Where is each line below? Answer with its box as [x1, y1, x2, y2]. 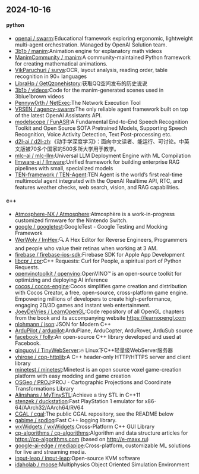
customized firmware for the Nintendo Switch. [14, 217, 128, 224]
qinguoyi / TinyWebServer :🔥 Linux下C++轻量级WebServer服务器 [14, 347, 173, 354]
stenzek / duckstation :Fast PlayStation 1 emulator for [14, 397, 144, 404]
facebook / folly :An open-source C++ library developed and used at [14, 333, 181, 340]
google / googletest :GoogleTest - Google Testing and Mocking [14, 223, 168, 230]
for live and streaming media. [14, 448, 87, 455]
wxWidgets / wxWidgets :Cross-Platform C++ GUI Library [14, 423, 155, 430]
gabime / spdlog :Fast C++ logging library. [14, 416, 117, 423]
